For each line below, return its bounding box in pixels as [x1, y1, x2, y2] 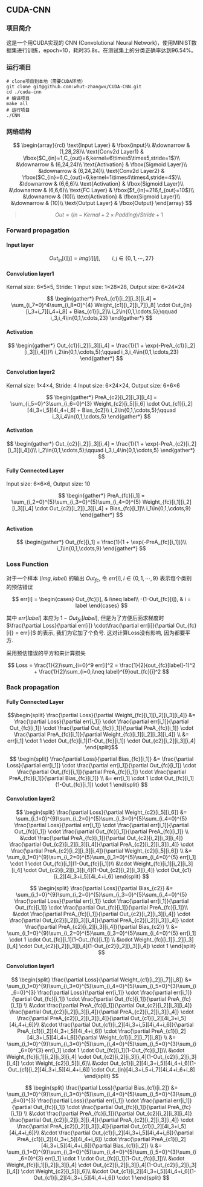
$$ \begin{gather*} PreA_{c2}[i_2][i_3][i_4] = [46, 393, 157, 401]
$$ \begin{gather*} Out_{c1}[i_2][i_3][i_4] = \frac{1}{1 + [8, 342, 144, 349]
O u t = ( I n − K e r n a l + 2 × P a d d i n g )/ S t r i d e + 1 [55, 211, 163, 218]
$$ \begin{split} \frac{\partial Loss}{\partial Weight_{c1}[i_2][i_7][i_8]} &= [11, 976, 192, 983]
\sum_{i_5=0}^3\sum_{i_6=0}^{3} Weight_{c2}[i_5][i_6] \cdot [10, 400, 160, 407]
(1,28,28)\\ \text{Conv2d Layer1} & [59, 148, 144, 155]
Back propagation [6, 683, 60, 692]
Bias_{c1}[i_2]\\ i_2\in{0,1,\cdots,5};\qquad [74, 308, 178, 315]
